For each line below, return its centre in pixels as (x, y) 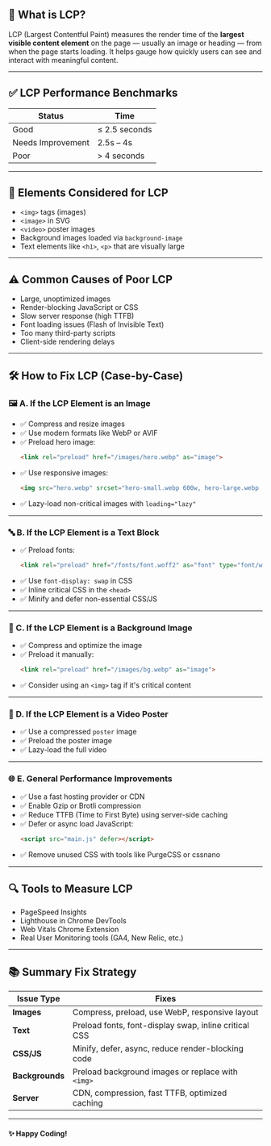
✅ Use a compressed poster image (78, 732)
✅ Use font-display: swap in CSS (76, 580)
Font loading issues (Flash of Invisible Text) (92, 324)
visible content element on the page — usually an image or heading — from (135, 43)
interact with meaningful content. (63, 60)
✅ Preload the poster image (66, 741)
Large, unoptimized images (65, 299)
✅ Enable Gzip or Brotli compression (81, 805)
